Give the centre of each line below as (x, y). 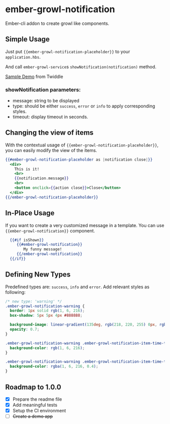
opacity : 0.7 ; (25, 330)
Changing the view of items (49, 133)
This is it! (27, 169)
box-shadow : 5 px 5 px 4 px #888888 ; (46, 316)
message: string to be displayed (46, 101)
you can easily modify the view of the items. (51, 150)
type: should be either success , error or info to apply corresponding (84, 106)
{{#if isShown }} (27, 240)
